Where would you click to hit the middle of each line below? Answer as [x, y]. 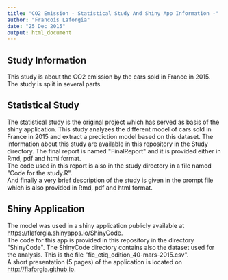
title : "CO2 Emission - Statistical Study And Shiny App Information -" [113, 13]
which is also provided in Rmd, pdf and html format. [80, 187]
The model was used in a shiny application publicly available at [96, 225]
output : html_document [39, 33]
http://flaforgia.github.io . [42, 269]
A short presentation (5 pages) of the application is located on [95, 262]
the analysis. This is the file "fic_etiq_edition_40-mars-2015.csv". [98, 255]
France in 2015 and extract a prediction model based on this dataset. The [110, 136]
